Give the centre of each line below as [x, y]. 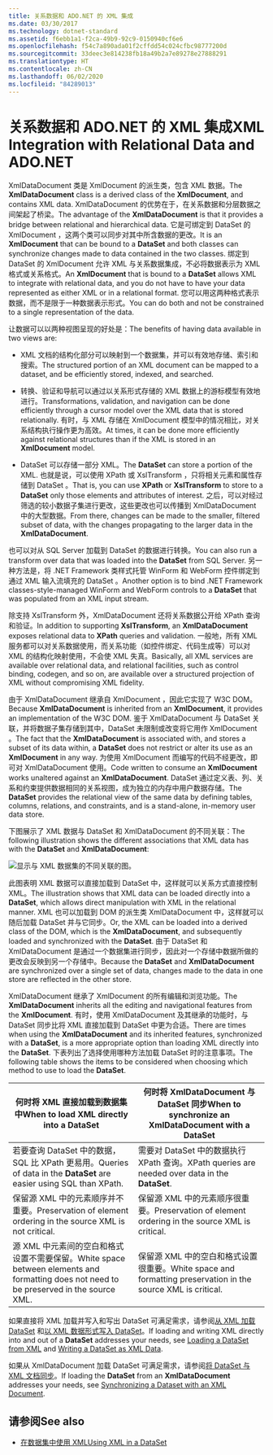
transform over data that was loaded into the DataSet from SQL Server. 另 [132, 561]
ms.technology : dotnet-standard [63, 31]
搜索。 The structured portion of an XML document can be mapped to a [139, 365]
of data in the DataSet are [62, 1173]
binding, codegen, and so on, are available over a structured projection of [131, 674]
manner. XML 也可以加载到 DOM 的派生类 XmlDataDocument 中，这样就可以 [136, 912]
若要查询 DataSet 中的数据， [67, 1150]
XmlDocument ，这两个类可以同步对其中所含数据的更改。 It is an [115, 235]
